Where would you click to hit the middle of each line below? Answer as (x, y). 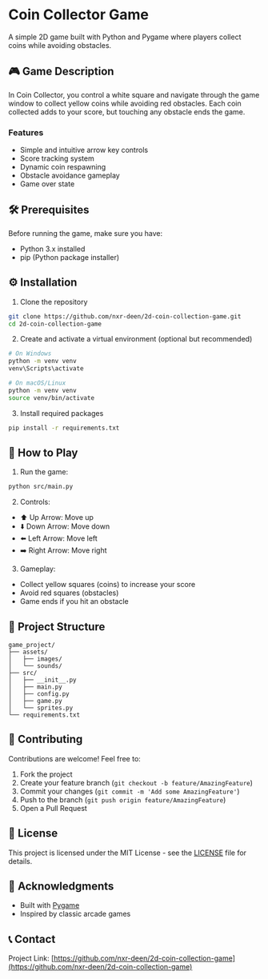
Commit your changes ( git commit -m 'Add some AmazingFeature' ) (130, 791)
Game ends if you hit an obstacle (74, 601)
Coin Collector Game (79, 15)
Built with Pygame (50, 905)
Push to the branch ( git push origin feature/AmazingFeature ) (123, 799)
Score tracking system (57, 158)
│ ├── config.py (39, 694)
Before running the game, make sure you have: (86, 233)
